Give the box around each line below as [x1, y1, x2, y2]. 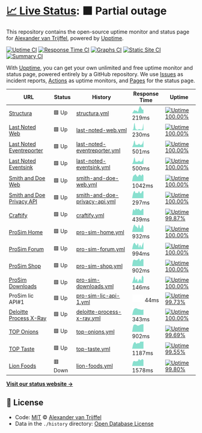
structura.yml [76, 110, 109, 117]
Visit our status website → [6, 380, 73, 387]
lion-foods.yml [76, 362, 113, 369]
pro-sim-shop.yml [76, 262, 123, 270]
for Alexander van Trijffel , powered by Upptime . [6, 34, 124, 41]
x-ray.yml [76, 314, 101, 321]
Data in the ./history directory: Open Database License [14, 420, 154, 427]
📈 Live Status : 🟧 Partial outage [6, 4, 167, 18]
